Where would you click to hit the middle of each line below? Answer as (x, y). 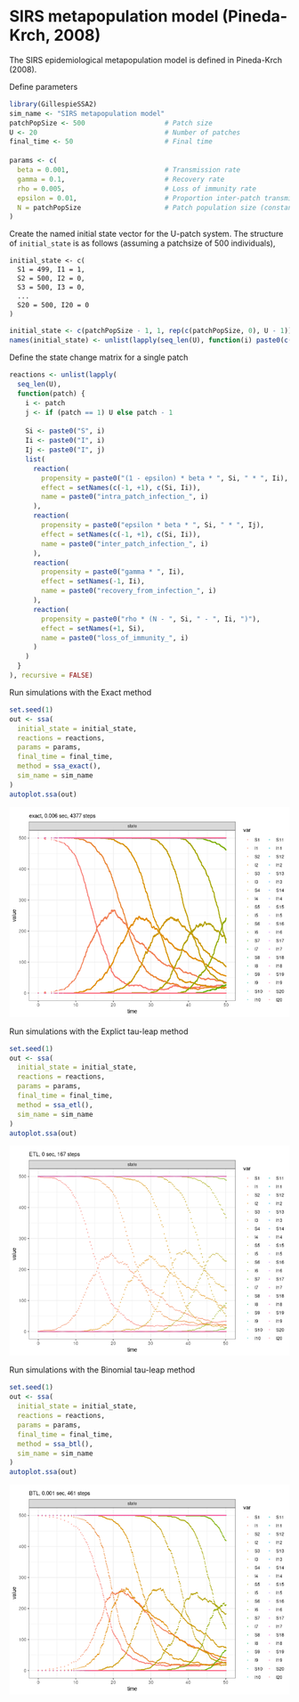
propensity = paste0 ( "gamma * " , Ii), (113, 572)
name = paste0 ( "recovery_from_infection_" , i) (129, 591)
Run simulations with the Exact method (81, 692)
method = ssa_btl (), (55, 1444)
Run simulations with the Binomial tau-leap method (102, 1370)
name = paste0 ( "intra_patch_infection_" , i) (125, 497)
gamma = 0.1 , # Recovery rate (121, 179)
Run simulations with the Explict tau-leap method (99, 1031)
